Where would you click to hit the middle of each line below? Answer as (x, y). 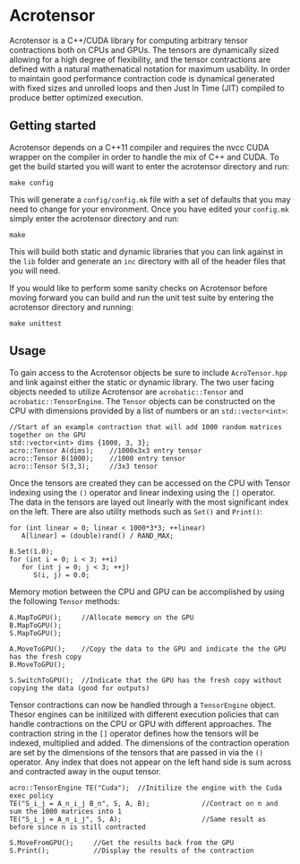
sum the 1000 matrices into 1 (66, 811)
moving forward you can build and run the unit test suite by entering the (142, 298)
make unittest (36, 324)
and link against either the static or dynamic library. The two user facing (142, 382)
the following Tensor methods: (65, 600)
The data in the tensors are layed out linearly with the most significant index (149, 502)
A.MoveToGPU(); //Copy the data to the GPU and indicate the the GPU (148, 649)
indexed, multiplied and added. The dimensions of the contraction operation (149, 743)
